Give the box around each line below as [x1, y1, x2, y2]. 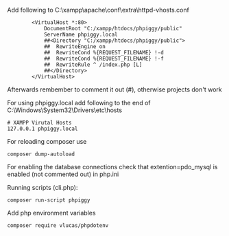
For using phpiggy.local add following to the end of [7, 99, 151, 107]
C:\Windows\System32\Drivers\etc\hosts [7, 106, 122, 114]
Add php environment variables [7, 209, 96, 217]
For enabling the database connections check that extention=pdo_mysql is [7, 163, 218, 171]
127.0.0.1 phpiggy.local [7, 125, 78, 132]
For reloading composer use [7, 138, 87, 145]
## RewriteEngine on [43, 43, 106, 50]
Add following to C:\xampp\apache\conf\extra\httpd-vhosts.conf [7, 6, 190, 14]
